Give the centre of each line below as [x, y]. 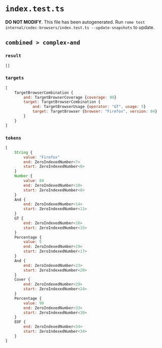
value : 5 [33, 242]
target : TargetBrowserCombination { [62, 102]
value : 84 [34, 181]
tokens [13, 138]
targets [15, 78]
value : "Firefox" [42, 157]
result [13, 56]
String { [24, 152]
